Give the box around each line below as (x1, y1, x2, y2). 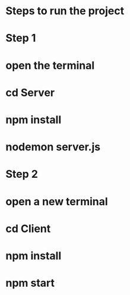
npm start (5, 277, 55, 290)
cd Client (5, 222, 51, 236)
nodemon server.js (5, 140, 101, 154)
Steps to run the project (5, 4, 125, 18)
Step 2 (5, 168, 38, 181)
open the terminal (5, 58, 95, 72)
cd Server (5, 86, 55, 99)
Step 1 (5, 32, 36, 45)
